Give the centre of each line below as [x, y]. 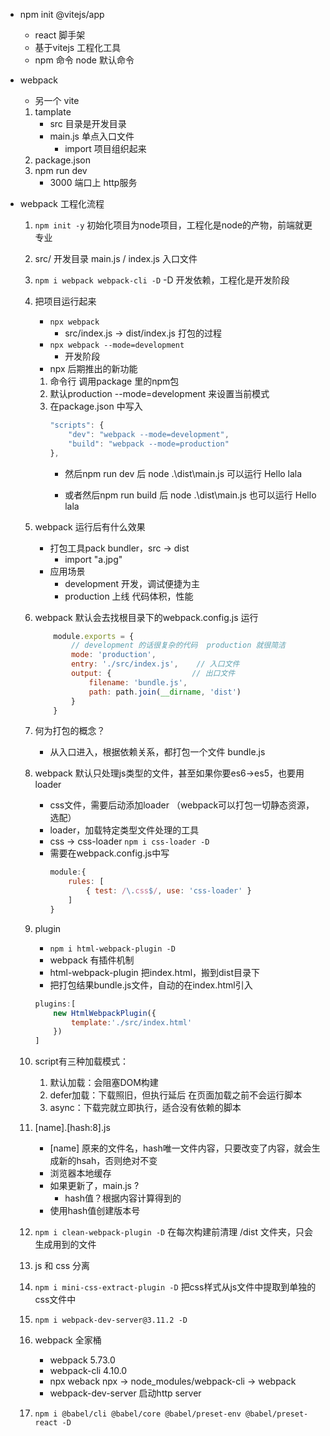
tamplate [53, 112]
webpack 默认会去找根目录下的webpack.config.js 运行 [146, 617]
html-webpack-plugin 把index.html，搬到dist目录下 [154, 972]
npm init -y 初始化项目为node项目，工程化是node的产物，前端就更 [173, 225]
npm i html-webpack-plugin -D [112, 949]
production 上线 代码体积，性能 [129, 596]
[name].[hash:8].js [72, 1128]
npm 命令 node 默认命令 [84, 60]
